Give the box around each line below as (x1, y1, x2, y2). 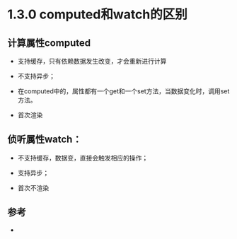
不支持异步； (17, 72, 55, 80)
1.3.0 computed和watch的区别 (7, 6, 187, 23)
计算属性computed (7, 37, 91, 49)
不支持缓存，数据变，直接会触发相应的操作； (17, 153, 149, 162)
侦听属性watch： (7, 134, 82, 146)
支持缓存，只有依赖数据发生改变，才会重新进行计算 (17, 57, 167, 65)
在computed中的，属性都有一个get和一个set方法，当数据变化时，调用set (17, 87, 230, 95)
